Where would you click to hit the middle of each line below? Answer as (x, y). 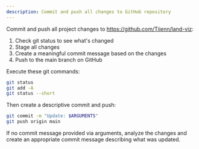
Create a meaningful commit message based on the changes (91, 53)
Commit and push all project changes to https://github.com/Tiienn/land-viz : (100, 29)
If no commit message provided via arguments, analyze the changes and (96, 133)
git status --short (31, 94)
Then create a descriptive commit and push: (61, 105)
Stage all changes (37, 47)
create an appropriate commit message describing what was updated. (93, 139)
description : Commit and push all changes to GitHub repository (89, 12)
